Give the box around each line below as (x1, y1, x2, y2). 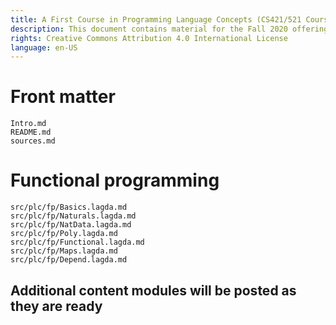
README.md (10, 127, 52, 138)
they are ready (10, 297, 103, 315)
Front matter (10, 86, 116, 108)
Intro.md (10, 119, 47, 129)
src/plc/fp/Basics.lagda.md (10, 202, 128, 213)
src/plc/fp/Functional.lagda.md (10, 237, 145, 248)
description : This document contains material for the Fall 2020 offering (10, 24, 329, 34)
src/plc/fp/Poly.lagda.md (10, 229, 118, 239)
